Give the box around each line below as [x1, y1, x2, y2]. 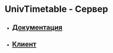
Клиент [11, 40, 36, 48]
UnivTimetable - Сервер [4, 3, 108, 15]
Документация [11, 23, 63, 32]
